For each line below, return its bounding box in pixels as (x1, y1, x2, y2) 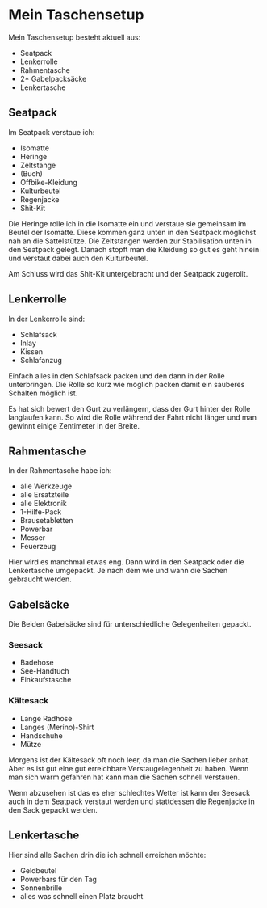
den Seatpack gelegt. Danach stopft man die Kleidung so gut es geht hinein (8, 244, 260, 254)
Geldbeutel (19, 865, 57, 875)
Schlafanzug (19, 355, 62, 365)
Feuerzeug (19, 542, 56, 551)
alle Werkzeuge (19, 481, 73, 491)
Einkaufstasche (19, 675, 72, 685)
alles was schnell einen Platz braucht (19, 891, 144, 901)
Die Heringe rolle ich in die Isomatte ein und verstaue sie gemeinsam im (8, 218, 247, 228)
